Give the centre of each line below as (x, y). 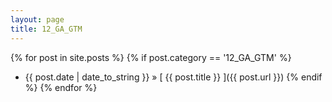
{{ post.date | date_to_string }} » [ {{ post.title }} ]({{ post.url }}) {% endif (173, 77)
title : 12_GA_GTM (46, 29)
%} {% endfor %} (61, 87)
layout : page (37, 19)
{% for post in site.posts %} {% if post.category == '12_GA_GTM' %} (151, 57)
